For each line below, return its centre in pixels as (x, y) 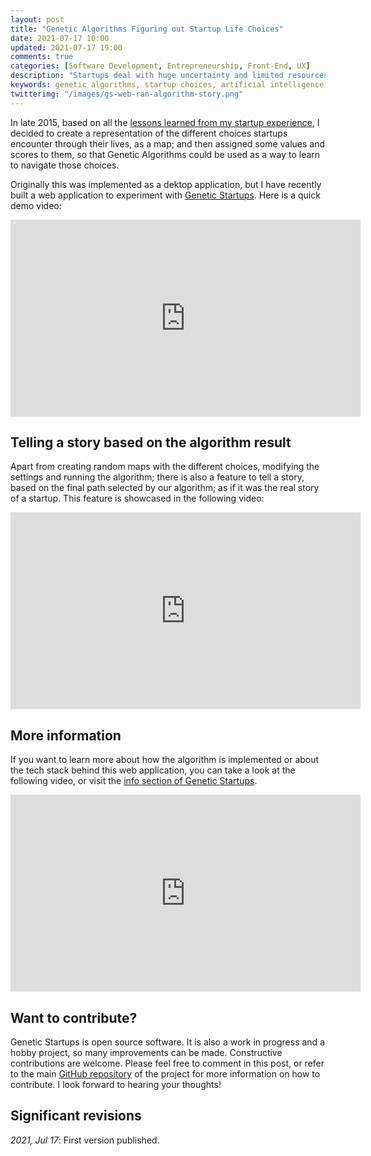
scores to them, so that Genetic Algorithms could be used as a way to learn (165, 154)
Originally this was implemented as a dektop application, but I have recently (166, 184)
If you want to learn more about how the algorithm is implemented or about (165, 760)
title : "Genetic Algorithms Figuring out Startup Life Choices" (147, 29)
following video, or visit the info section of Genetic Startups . (134, 781)
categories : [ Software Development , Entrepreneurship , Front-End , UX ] (160, 66)
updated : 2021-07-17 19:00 (66, 47)
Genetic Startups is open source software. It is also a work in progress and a (167, 1042)
